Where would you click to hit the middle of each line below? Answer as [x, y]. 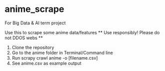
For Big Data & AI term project [35, 23]
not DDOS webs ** [24, 38]
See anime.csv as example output [47, 63]
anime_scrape [34, 9]
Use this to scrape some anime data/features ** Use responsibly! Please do [82, 32]
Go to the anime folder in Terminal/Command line [62, 53]
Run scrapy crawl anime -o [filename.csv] [55, 58]
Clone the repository [33, 47]
